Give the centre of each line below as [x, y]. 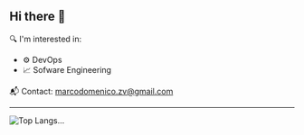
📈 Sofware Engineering [66, 69]
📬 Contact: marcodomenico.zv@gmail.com [91, 91]
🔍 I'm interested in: [46, 39]
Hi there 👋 [38, 17]
